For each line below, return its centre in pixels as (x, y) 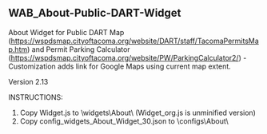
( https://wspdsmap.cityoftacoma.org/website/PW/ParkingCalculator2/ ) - (128, 57)
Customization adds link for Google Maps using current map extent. (120, 66)
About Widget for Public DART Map (66, 32)
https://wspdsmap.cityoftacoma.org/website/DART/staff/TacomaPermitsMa (135, 41)
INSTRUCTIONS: (36, 97)
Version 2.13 (28, 81)
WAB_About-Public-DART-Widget (95, 13)
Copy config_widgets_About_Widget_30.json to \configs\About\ (124, 121)
